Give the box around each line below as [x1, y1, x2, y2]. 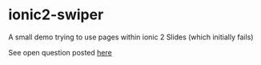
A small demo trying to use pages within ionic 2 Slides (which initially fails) [8, 32, 254, 42]
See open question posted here [8, 47, 112, 57]
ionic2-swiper [8, 6, 104, 24]
